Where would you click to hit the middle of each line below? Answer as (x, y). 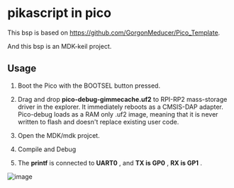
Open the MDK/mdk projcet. (59, 135)
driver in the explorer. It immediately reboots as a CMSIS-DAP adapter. (120, 107)
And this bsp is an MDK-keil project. (60, 46)
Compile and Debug (47, 149)
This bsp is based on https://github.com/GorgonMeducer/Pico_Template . (114, 33)
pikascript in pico (60, 13)
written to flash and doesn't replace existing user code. (98, 122)
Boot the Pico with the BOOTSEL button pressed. (89, 86)
